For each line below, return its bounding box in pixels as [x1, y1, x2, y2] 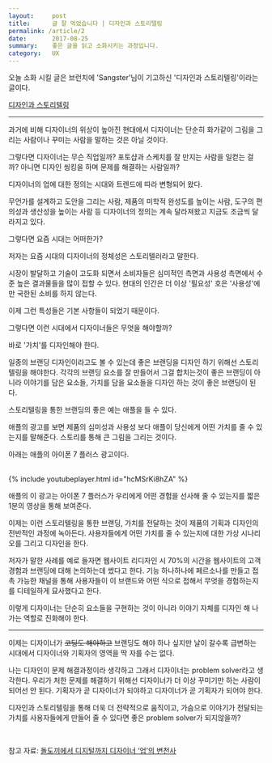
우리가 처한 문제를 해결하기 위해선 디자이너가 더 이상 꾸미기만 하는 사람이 [32, 676, 261, 685]
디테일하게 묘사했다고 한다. [16, 586, 102, 596]
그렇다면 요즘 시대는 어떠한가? [8, 234, 104, 244]
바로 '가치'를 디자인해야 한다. [8, 341, 100, 350]
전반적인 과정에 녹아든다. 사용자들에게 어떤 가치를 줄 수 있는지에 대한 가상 [8, 528, 240, 538]
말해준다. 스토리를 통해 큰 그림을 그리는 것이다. [29, 432, 176, 442]
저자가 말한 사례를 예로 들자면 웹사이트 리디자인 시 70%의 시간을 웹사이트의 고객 [8, 556, 261, 565]
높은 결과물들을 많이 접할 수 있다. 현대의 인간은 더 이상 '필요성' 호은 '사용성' [16, 278, 254, 288]
